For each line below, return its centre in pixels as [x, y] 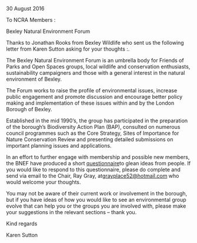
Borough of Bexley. [29, 109]
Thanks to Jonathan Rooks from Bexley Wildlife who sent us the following [95, 43]
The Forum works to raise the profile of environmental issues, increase [92, 90]
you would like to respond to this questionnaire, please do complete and [93, 169]
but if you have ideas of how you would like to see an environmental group [96, 200]
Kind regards [22, 224]
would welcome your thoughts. [44, 182]
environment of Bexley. [34, 79]
